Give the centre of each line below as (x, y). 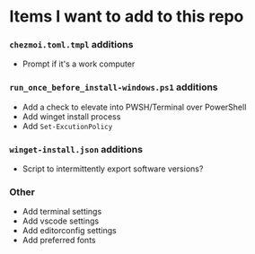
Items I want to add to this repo (127, 17)
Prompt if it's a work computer (79, 64)
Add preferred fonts (59, 241)
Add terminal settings (62, 212)
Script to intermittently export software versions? (113, 169)
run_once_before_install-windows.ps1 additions (114, 87)
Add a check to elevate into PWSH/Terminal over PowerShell (134, 107)
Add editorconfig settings (69, 231)
